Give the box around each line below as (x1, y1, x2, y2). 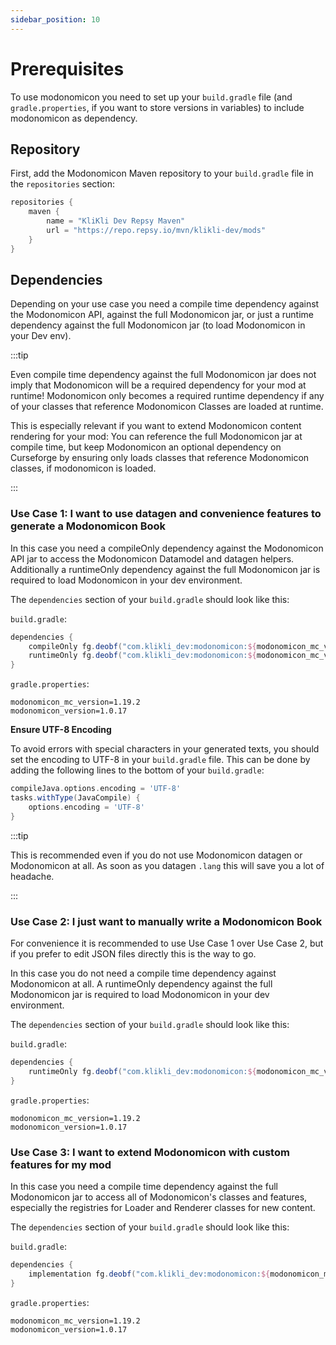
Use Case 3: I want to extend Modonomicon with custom (10, 1145, 290, 1159)
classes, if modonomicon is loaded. (10, 462, 157, 475)
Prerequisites (10, 57, 125, 80)
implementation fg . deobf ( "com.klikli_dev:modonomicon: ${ (28, 1269, 271, 1279)
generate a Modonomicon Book (10, 519, 167, 533)
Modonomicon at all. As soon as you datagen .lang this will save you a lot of (10, 859, 325, 871)
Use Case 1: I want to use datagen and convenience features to (10, 507, 322, 521)
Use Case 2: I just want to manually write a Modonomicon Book (10, 914, 323, 928)
